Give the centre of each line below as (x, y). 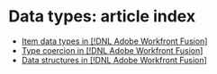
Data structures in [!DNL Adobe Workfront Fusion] (114, 60)
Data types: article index (102, 16)
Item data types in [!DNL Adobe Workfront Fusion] (114, 41)
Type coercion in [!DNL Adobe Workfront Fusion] (112, 50)
